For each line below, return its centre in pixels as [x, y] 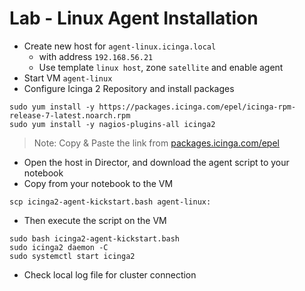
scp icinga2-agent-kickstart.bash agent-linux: [110, 202]
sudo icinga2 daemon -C [59, 247]
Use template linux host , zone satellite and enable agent [161, 67]
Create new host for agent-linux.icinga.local [120, 46]
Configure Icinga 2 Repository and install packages [129, 88]
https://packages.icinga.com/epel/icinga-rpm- [197, 107]
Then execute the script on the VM [95, 220]
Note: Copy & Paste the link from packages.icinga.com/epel [156, 143]
